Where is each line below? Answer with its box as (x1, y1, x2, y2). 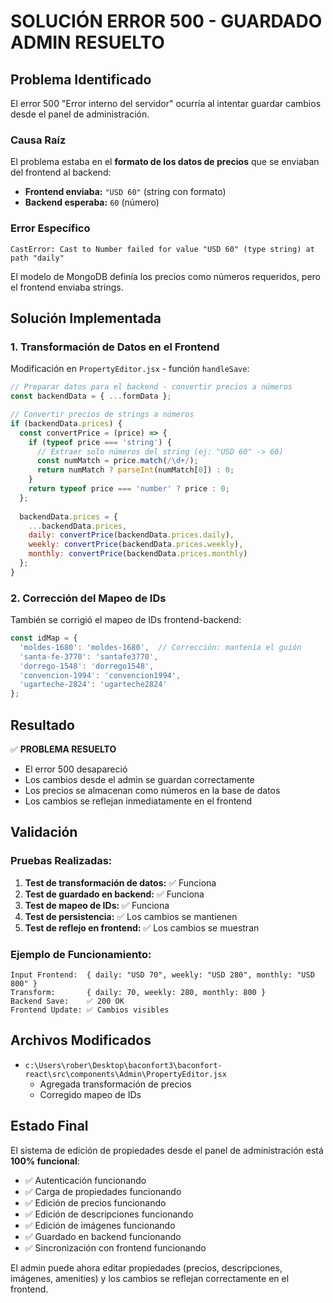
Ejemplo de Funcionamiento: (10, 947, 152, 961)
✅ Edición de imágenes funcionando (24, 1219, 176, 1231)
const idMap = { (10, 633, 78, 644)
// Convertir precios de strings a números (10, 410, 195, 420)
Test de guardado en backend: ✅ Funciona (24, 888, 205, 900)
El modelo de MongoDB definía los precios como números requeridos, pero (10, 270, 322, 282)
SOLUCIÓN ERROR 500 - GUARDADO (10, 10, 323, 33)
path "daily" (10, 253, 65, 263)
